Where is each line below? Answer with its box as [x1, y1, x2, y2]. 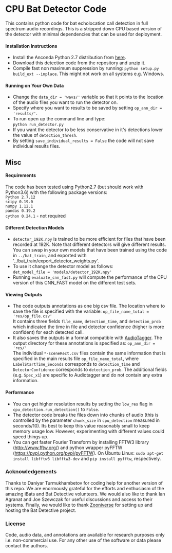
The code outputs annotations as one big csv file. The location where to [12, 303, 165, 309]
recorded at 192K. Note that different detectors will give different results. [12, 241, 166, 247]
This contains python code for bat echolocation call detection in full [5, 20, 148, 26]
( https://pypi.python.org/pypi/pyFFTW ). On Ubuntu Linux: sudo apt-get [12, 450, 164, 456]
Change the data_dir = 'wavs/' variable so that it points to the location [12, 94, 164, 100]
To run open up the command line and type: [12, 116, 106, 122]
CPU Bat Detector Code [5, 3, 107, 15]
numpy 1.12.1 [5, 204, 33, 209]
